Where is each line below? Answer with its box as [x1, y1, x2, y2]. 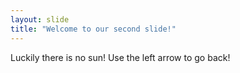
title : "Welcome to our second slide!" [10, 24, 177, 34]
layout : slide [10, 14, 70, 25]
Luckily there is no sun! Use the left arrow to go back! [10, 51, 231, 63]
